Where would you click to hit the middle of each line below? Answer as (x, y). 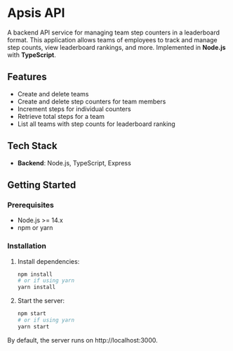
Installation (27, 246)
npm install (35, 274)
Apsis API (36, 13)
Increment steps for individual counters (74, 109)
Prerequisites (31, 205)
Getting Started (42, 185)
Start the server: (41, 301)
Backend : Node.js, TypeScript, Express (74, 162)
